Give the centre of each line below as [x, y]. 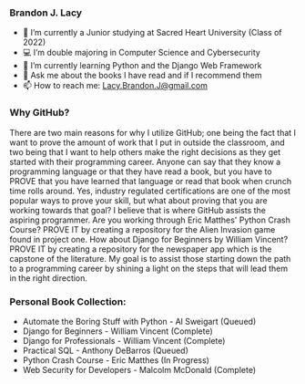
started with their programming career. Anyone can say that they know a [145, 161]
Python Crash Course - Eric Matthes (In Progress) [116, 360]
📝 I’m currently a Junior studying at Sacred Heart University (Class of [152, 33]
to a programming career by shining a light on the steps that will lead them [149, 268]
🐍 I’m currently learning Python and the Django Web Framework [142, 66]
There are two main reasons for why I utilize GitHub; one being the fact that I [153, 132]
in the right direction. [49, 278]
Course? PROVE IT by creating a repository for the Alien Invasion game [142, 229]
